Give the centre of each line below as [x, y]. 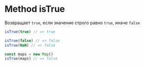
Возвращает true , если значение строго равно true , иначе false [72, 23]
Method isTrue [35, 9]
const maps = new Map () [29, 54]
